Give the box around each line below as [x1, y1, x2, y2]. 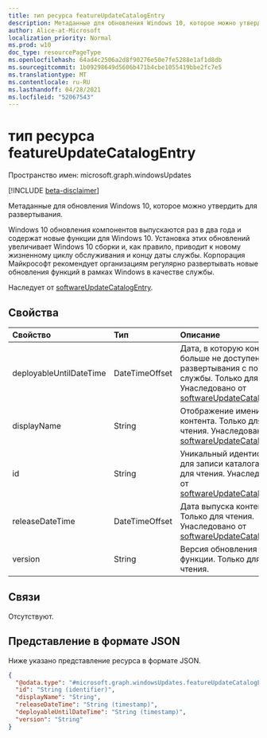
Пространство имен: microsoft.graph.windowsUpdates [8, 170, 192, 180]
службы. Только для [180, 373, 258, 383]
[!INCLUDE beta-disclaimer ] [8, 186, 99, 196]
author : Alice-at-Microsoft [8, 26, 102, 34]
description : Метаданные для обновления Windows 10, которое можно [8, 19, 237, 27]
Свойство [12, 329, 52, 340]
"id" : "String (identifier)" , [15, 686, 115, 694]
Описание [180, 329, 221, 340]
